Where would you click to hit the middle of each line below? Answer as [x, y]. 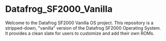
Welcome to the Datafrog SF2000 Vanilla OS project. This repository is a [79, 23]
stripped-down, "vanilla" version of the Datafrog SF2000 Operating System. [83, 28]
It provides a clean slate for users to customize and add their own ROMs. [80, 33]
